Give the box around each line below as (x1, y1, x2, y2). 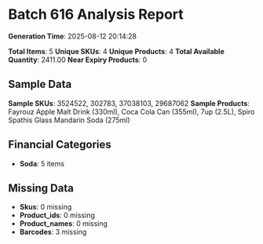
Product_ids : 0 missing (19, 210, 96, 220)
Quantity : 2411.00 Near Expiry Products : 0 (8, 55, 148, 64)
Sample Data (8, 78, 72, 91)
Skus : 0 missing (19, 202, 72, 212)
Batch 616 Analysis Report (8, 5, 184, 24)
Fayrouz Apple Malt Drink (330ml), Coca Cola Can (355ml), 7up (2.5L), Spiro (8, 107, 255, 116)
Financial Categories (8, 138, 111, 151)
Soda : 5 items (19, 158, 65, 168)
